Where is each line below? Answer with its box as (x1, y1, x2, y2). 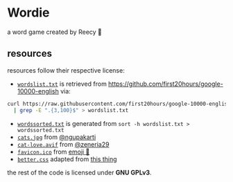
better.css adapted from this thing (17, 154, 117, 163)
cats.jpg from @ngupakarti (17, 133, 96, 141)
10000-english (17, 87, 59, 95)
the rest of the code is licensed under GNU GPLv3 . (7, 168, 152, 176)
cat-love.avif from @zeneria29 (17, 140, 110, 148)
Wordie (7, 5, 50, 21)
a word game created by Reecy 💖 (7, 28, 103, 36)
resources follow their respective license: (7, 66, 125, 74)
